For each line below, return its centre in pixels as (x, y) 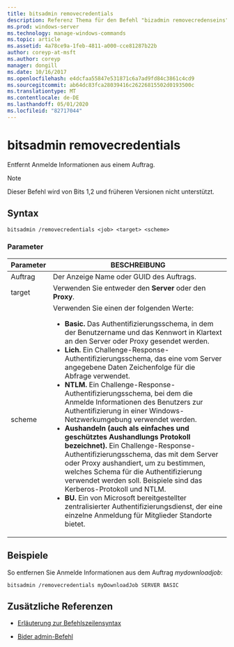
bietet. (75, 524)
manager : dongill (32, 65)
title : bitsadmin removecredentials (60, 14)
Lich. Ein (79, 350)
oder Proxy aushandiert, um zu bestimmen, (135, 462)
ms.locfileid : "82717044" (45, 111)
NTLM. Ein (82, 384)
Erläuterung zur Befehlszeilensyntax (69, 623)
